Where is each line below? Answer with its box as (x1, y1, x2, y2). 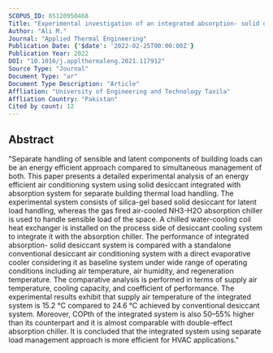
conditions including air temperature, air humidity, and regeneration (8, 265, 234, 276)
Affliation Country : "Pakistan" (8, 95, 118, 103)
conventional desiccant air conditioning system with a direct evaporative (8, 248, 251, 258)
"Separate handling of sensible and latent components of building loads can (8, 153, 262, 163)
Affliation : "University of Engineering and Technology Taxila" (8, 87, 231, 96)
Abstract (8, 132, 54, 146)
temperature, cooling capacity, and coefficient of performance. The (8, 283, 235, 293)
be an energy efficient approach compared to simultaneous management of (8, 162, 262, 172)
